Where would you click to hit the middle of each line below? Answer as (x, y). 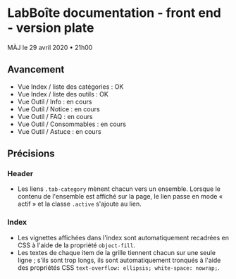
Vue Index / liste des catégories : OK (70, 87)
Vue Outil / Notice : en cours (58, 109)
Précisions (31, 154)
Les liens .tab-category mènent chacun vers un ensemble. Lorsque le (119, 189)
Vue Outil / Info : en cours (55, 101)
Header (20, 174)
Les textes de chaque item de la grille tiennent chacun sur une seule (117, 252)
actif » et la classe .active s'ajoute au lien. (80, 204)
